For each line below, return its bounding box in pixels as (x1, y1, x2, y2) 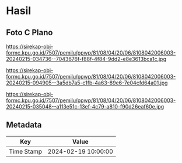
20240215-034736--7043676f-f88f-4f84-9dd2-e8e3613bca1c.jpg (6, 56, 167, 62)
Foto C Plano (6, 28, 53, 38)
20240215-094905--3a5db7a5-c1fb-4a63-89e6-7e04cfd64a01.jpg (6, 79, 168, 86)
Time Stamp (9, 147, 43, 155)
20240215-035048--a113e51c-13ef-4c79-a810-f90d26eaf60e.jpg (6, 103, 164, 110)
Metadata (6, 120, 42, 130)
